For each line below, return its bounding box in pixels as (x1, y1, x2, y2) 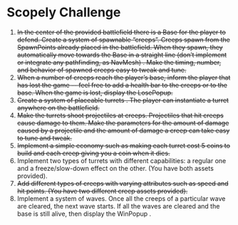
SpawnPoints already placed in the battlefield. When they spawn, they (16, 43, 223, 51)
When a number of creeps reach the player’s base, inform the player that (16, 73, 231, 82)
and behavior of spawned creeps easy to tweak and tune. (16, 66, 187, 74)
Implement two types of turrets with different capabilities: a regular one (16, 156, 227, 164)
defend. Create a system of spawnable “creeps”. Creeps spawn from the (16, 35, 231, 43)
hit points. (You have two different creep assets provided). (16, 187, 188, 195)
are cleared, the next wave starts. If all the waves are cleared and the (16, 202, 220, 210)
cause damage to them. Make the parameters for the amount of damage (16, 118, 229, 127)
